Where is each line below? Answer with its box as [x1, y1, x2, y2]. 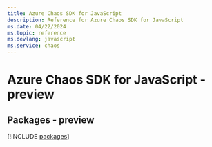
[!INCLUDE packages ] [7, 133, 70, 140]
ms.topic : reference [7, 29, 67, 37]
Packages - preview [7, 114, 95, 126]
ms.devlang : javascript [7, 36, 76, 43]
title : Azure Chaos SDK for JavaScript [7, 10, 122, 17]
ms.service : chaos [7, 42, 60, 49]
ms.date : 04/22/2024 [7, 23, 67, 30]
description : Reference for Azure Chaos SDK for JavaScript [7, 17, 184, 23]
